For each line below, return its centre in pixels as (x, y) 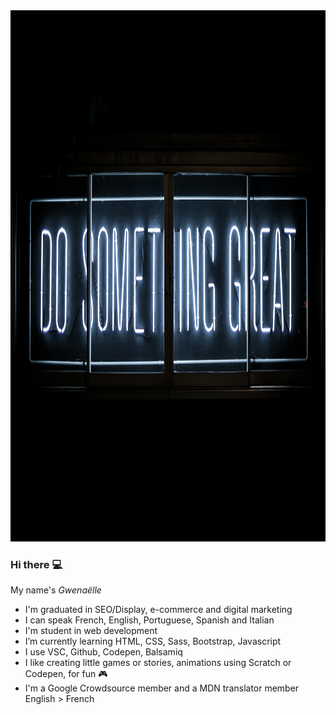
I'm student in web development (91, 631)
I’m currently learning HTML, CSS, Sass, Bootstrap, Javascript (153, 641)
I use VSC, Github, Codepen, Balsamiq (103, 652)
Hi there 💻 (36, 564)
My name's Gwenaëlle (56, 590)
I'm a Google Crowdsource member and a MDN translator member (162, 688)
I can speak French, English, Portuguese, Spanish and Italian (149, 620)
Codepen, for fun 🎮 (66, 674)
